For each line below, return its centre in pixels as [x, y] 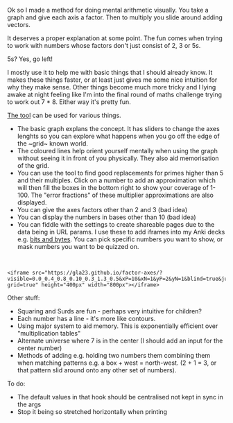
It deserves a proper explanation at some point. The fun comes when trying [115, 38]
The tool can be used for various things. [64, 115]
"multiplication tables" [49, 333]
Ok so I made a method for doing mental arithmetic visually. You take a [108, 10]
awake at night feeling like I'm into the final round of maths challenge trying [115, 94]
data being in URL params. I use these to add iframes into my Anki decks [121, 232]
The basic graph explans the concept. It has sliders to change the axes [118, 129]
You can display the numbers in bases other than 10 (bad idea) [106, 217]
